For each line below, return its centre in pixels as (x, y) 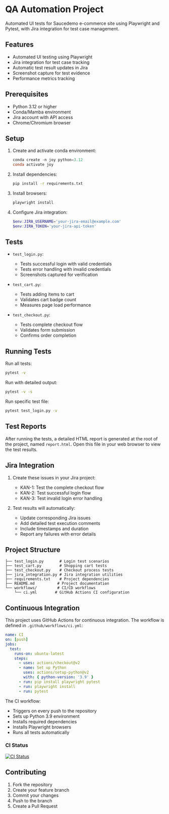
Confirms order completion (48, 336)
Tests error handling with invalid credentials (65, 269)
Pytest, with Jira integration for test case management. (62, 28)
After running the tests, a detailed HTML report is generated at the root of (81, 438)
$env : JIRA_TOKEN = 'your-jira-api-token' (54, 226)
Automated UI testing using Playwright (52, 57)
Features (19, 45)
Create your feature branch (41, 790)
